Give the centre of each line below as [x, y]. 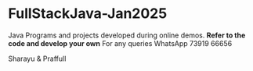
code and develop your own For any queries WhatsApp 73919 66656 [120, 43]
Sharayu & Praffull [37, 59]
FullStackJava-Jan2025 [88, 14]
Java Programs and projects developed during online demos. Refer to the [127, 35]
